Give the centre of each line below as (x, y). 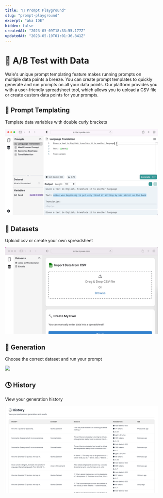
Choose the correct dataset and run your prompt (54, 359)
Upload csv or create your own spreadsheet (49, 241)
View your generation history (34, 399)
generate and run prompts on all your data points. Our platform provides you (81, 84)
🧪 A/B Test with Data (47, 61)
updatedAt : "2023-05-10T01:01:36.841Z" (45, 36)
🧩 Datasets (22, 229)
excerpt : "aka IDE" (25, 20)
